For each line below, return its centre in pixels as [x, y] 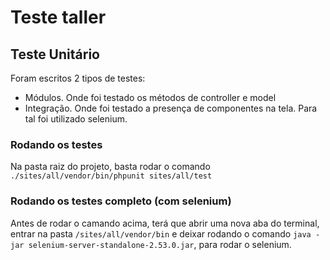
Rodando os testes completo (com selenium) [121, 201]
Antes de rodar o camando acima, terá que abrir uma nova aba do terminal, [165, 223]
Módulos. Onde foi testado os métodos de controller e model [150, 97]
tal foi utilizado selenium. [76, 119]
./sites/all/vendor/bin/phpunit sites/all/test [111, 176]
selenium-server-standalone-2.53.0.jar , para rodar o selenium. [160, 244]
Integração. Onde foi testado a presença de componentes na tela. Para [171, 108]
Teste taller [58, 17]
